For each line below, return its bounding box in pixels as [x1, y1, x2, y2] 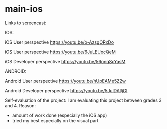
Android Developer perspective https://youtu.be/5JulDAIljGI [5, 87, 128, 93]
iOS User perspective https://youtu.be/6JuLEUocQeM [5, 49, 116, 55]
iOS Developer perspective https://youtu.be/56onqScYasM [5, 58, 126, 64]
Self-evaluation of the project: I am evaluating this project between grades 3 [5, 97, 162, 103]
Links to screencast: [5, 20, 47, 26]
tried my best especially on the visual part [12, 117, 99, 123]
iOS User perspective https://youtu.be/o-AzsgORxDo [5, 39, 114, 45]
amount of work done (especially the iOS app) [12, 112, 107, 118]
